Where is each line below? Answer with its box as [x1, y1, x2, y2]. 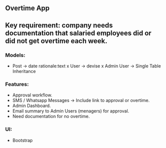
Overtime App [5, 4, 50, 12]
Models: [5, 51, 26, 58]
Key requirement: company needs [5, 21, 113, 29]
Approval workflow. [12, 92, 52, 98]
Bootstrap [12, 137, 33, 143]
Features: [5, 81, 29, 87]
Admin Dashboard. [12, 102, 51, 109]
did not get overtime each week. [5, 36, 108, 45]
